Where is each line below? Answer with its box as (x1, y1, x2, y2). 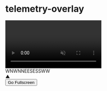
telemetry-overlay (5, 3, 84, 15)
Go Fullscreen (8, 80, 35, 85)
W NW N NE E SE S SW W (5, 67, 50, 74)
